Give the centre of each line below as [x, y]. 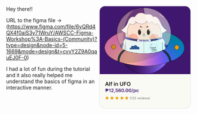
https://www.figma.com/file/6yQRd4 [52, 27]
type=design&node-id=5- [37, 45]
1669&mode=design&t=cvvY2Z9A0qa [52, 51]
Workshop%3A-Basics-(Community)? [52, 39]
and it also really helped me [39, 75]
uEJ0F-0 [17, 58]
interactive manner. [29, 87]
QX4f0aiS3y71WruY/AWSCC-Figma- [50, 33]
